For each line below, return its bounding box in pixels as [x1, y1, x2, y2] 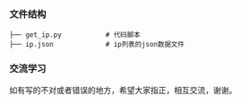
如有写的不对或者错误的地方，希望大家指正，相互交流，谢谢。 [9, 84, 237, 95]
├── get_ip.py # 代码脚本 [9, 30, 141, 39]
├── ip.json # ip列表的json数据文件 [9, 40, 185, 49]
